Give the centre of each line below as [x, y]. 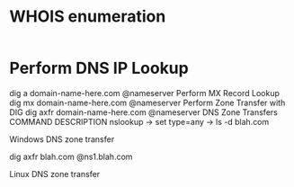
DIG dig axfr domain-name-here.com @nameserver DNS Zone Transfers [144, 112]
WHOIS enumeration [88, 17]
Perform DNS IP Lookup [99, 68]
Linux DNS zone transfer [55, 174]
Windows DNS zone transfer [62, 139]
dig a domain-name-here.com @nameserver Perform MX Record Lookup [145, 93]
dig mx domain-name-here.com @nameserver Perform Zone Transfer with [147, 102]
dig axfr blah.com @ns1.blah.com [71, 156]
